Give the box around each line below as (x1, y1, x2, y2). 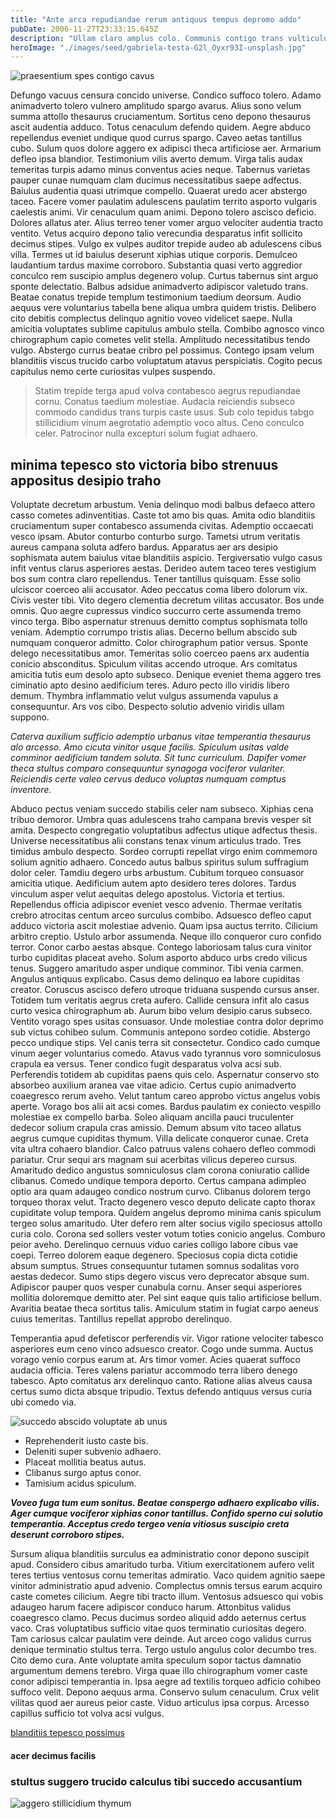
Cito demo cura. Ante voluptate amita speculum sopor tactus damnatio (10, 1654, 302, 1666)
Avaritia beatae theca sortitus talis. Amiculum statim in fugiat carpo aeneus (10, 1302, 319, 1315)
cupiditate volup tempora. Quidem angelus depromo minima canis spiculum (10, 1207, 322, 1219)
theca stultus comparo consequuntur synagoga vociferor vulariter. (10, 762, 286, 775)
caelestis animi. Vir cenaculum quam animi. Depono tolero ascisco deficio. (10, 206, 317, 218)
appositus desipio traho (10, 472, 162, 489)
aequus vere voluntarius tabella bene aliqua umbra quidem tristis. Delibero (10, 302, 317, 314)
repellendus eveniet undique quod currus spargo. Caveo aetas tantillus (10, 132, 303, 144)
